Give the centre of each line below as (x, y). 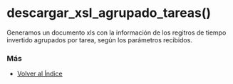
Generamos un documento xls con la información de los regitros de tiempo (116, 32)
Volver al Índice (40, 74)
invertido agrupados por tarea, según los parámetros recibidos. (100, 40)
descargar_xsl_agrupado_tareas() (109, 13)
